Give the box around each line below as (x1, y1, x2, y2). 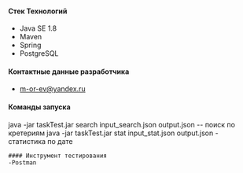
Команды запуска (8, 102, 71, 112)
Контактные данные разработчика (8, 67, 130, 76)
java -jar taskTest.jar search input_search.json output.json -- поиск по (8, 120, 236, 129)
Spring (19, 40, 42, 50)
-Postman (8, 158, 37, 167)
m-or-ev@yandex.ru (19, 84, 86, 94)
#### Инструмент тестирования (8, 152, 108, 160)
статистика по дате (8, 136, 73, 145)
